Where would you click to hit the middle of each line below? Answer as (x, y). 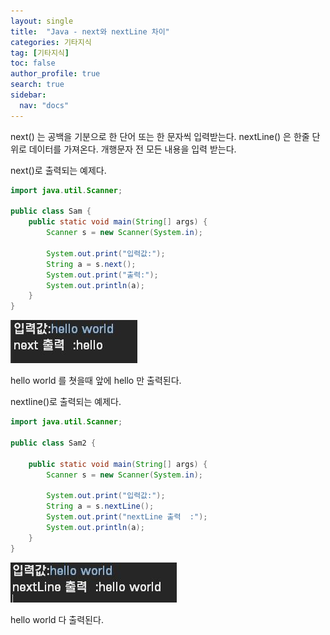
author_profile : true (55, 74)
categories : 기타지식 (51, 42)
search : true (37, 85)
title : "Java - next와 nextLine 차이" (90, 31)
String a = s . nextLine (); (100, 506)
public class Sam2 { (53, 443)
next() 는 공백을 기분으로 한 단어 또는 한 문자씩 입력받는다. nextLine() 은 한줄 (160, 136)
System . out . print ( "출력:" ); (102, 275)
